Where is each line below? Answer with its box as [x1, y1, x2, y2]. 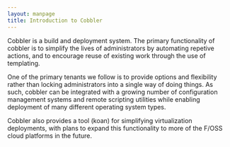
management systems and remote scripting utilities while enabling [7, 95, 200, 103]
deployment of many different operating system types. [7, 102, 166, 111]
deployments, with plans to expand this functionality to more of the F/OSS [7, 124, 223, 132]
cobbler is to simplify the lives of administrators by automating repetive [7, 44, 214, 52]
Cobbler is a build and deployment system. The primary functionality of [7, 36, 215, 45]
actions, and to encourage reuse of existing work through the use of [7, 51, 207, 60]
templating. [7, 59, 40, 67]
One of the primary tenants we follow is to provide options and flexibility [7, 72, 217, 81]
